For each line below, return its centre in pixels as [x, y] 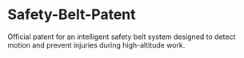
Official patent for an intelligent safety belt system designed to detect [122, 37]
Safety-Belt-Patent [72, 15]
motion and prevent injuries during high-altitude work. [96, 44]
